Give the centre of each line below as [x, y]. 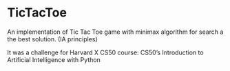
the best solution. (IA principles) [52, 39]
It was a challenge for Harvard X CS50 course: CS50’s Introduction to [106, 52]
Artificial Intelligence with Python [54, 59]
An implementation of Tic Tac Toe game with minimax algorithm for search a [115, 32]
